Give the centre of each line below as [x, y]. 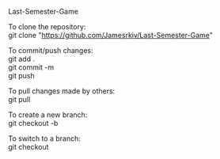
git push [22, 76]
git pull [19, 99]
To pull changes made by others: [62, 91]
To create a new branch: [48, 115]
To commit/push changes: [51, 50]
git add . [22, 59]
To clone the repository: [47, 26]
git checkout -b [33, 123]
